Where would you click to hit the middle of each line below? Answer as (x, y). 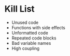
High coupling (25, 48)
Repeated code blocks (34, 38)
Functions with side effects (38, 27)
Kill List (20, 9)
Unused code (25, 22)
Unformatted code (30, 33)
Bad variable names (31, 43)
